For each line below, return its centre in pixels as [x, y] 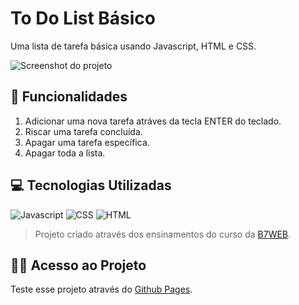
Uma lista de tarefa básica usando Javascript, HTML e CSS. [133, 46]
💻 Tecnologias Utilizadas [91, 185]
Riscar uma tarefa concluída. [83, 131]
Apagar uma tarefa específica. [87, 142]
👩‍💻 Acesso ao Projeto [78, 265]
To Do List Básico [83, 18]
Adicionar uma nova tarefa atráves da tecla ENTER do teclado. [153, 121]
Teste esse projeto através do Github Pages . [101, 289]
